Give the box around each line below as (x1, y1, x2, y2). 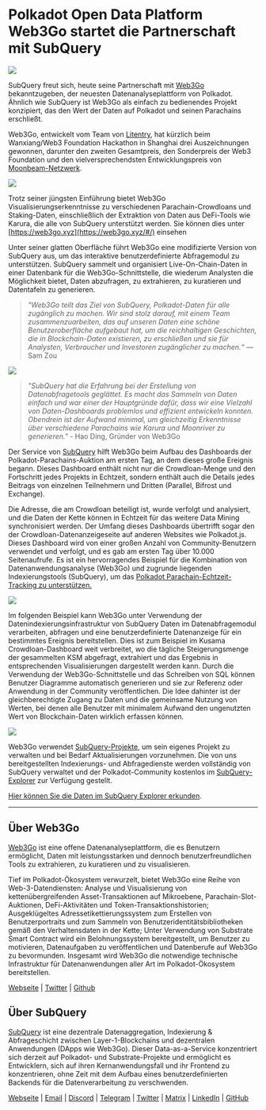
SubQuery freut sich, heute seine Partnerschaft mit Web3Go (8, 80, 204, 90)
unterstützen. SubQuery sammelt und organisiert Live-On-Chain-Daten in (8, 259, 248, 269)
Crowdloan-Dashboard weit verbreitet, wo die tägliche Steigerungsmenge (8, 644, 249, 654)
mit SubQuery (8, 40, 102, 57)
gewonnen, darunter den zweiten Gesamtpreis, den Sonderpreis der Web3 (8, 146, 252, 156)
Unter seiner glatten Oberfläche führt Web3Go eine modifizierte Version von (8, 242, 257, 252)
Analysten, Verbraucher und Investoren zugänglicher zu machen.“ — (27, 342, 254, 351)
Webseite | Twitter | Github (8, 982, 96, 993)
